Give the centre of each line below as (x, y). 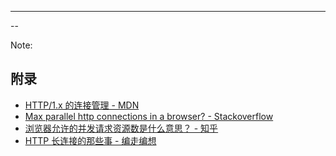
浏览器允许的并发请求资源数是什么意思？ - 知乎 (121, 128)
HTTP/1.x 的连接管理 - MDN (82, 105)
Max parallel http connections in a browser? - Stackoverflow (149, 116)
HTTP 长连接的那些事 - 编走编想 (90, 140)
